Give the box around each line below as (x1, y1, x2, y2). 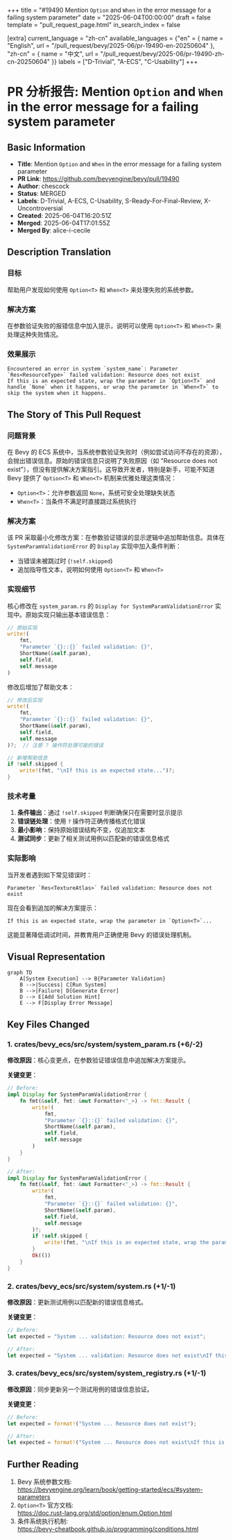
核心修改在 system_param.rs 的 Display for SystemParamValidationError (7, 602, 214, 610)
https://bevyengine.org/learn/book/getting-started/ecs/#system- (17, 1485, 203, 1494)
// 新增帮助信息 (7, 754, 48, 761)
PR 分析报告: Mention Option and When (7, 84, 224, 100)
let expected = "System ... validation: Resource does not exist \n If (7, 1352, 213, 1359)
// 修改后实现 (7, 697, 43, 704)
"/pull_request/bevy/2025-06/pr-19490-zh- (100, 50, 225, 58)
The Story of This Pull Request (7, 409, 141, 421)
